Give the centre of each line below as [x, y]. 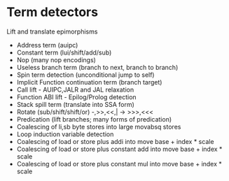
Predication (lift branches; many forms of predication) [94, 119]
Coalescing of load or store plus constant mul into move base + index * [119, 164]
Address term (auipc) [47, 45]
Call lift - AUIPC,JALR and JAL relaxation [75, 89]
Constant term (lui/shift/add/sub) [64, 52]
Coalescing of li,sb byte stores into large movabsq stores [99, 126]
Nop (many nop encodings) [56, 59]
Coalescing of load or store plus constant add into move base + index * [119, 149]
